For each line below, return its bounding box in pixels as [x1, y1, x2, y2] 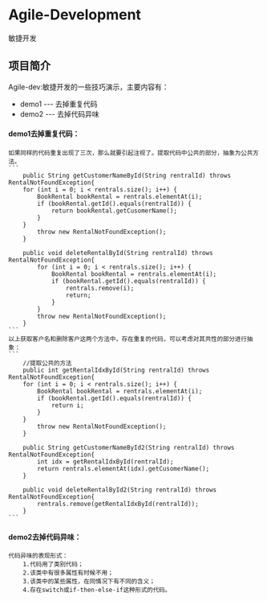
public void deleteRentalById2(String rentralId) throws [22, 485, 217, 494]
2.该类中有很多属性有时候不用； [22, 569, 114, 577]
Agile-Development [8, 6, 142, 24]
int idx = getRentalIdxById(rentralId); [37, 457, 174, 466]
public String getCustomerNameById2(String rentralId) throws [22, 443, 235, 451]
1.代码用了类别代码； [22, 561, 84, 569]
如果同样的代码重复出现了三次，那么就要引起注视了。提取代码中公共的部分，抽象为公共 [8, 149, 253, 157]
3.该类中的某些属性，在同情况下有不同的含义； [22, 578, 156, 586]
